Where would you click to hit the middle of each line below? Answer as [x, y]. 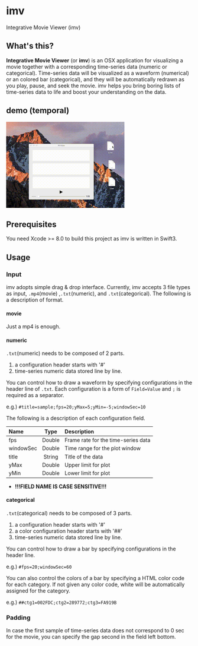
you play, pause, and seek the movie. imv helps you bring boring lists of [93, 85]
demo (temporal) [38, 111]
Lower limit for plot [87, 473]
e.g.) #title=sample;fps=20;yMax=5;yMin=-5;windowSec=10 [76, 407]
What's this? [30, 46]
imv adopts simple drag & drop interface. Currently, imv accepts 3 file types [98, 287]
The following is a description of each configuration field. [76, 418]
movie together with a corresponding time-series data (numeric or [87, 66]
